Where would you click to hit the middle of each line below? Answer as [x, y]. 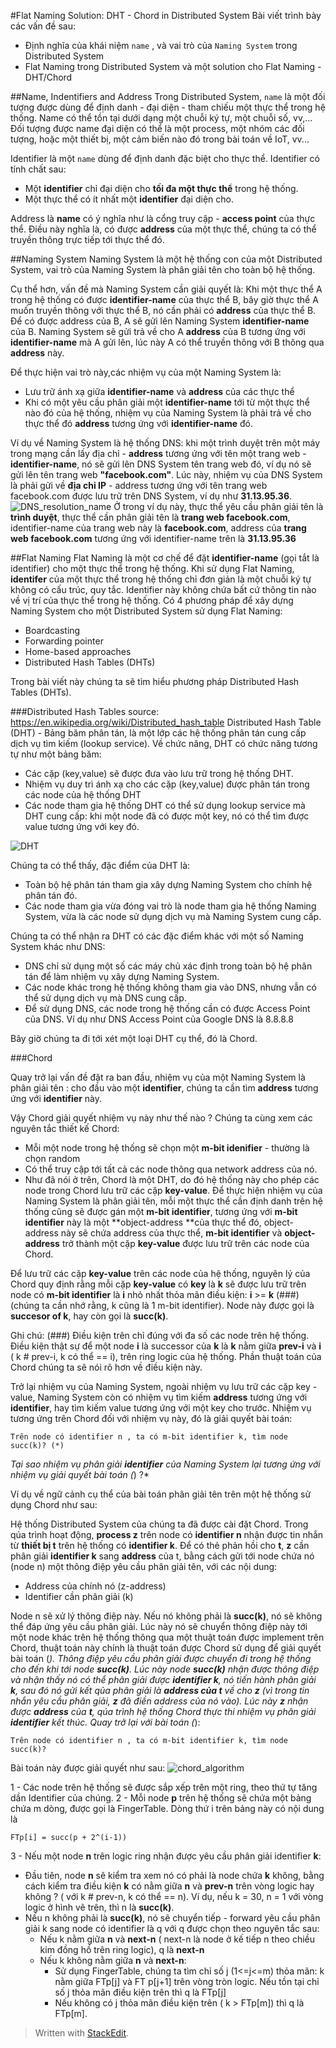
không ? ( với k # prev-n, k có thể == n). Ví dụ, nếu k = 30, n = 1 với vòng [174, 1896]
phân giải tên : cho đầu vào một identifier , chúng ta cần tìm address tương [164, 1088]
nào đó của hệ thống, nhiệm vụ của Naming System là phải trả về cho [168, 413]
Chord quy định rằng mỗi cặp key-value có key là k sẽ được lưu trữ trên [158, 1284]
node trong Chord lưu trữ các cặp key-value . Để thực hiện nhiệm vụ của [173, 1190]
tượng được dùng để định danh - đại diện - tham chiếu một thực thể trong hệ [168, 107]
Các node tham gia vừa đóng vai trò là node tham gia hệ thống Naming [170, 906]
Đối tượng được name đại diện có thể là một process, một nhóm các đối [157, 128]
